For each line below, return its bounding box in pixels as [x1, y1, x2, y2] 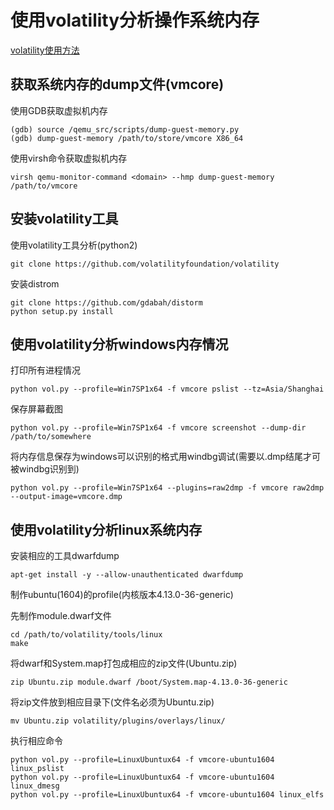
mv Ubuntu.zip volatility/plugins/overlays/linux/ [10, 716, 226, 726]
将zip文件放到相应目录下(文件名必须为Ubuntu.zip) [10, 696, 215, 708]
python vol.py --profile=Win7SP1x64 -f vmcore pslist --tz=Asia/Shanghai [10, 384, 325, 395]
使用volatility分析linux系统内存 [10, 521, 203, 538]
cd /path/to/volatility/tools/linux [10, 630, 163, 640]
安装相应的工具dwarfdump [10, 550, 120, 562]
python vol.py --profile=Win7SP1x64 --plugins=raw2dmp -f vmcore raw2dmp [10, 483, 325, 493]
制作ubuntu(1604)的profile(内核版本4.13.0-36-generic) [10, 589, 234, 601]
